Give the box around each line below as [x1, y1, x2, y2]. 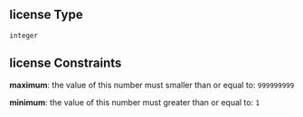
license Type [9, 7, 83, 22]
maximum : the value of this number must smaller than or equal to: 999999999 [9, 79, 295, 90]
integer [9, 31, 39, 40]
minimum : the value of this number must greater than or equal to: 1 [9, 96, 260, 107]
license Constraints [9, 56, 122, 71]
